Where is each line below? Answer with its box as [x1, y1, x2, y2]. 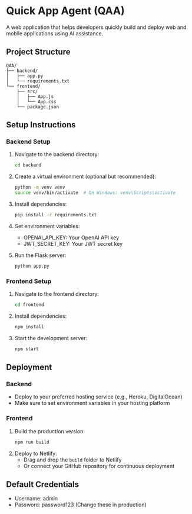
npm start [14, 346, 39, 352]
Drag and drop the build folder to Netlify [23, 456, 122, 463]
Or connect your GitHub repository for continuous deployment [23, 462, 175, 469]
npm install [14, 324, 44, 330]
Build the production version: [14, 427, 85, 434]
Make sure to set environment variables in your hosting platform [14, 400, 170, 407]
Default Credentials [6, 479, 80, 489]
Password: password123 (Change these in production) [14, 501, 147, 508]
